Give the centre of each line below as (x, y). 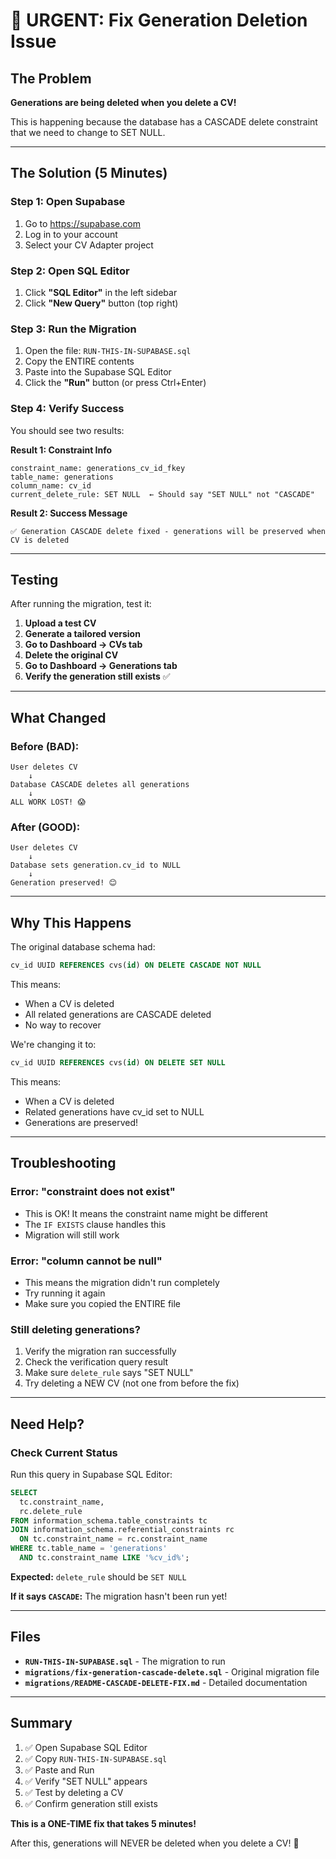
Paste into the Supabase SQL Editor (98, 372)
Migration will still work (72, 1235)
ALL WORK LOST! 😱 (48, 802)
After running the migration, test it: (81, 604)
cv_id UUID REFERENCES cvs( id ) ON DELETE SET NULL (118, 1063)
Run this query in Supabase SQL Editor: (91, 1474)
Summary (41, 1723)
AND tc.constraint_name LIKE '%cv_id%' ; (104, 1558)
